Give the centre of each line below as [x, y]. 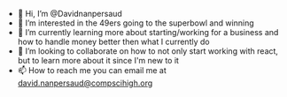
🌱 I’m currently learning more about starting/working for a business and [148, 32]
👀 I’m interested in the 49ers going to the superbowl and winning [136, 23]
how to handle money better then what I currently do [113, 41]
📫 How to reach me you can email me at [92, 70]
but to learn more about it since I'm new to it [98, 60]
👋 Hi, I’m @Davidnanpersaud [70, 14]
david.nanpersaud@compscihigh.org [85, 83]
